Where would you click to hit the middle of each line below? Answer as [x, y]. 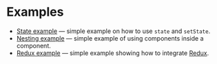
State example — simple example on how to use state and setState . [113, 31]
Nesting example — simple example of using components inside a [110, 38]
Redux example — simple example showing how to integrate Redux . [113, 53]
